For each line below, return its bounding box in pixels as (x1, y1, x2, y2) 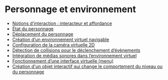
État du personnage (12, 25, 54, 31)
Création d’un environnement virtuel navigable (12, 36, 109, 43)
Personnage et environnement (5, 4, 136, 15)
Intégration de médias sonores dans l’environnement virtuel (12, 52, 137, 59)
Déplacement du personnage (12, 31, 73, 37)
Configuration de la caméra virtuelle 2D (12, 42, 95, 48)
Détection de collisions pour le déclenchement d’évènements (12, 47, 141, 53)
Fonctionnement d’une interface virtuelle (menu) (12, 58, 114, 64)
